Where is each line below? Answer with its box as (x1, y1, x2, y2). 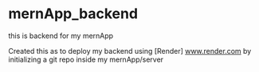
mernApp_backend (8, 5, 138, 23)
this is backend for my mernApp (8, 31, 114, 40)
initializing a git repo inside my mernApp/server (8, 55, 164, 64)
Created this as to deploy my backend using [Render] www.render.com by (8, 46, 252, 55)
